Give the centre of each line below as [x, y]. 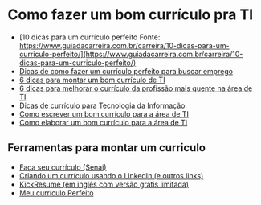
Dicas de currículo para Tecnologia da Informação [102, 105]
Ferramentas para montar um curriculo [107, 148]
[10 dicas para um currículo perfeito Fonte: [90, 37]
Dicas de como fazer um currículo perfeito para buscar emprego [126, 71]
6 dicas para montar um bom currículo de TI [92, 80]
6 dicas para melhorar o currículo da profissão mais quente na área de [136, 88]
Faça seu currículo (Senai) [63, 167]
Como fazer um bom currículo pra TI [130, 15]
